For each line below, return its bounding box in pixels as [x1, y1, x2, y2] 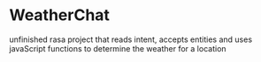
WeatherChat [9, 5, 111, 25]
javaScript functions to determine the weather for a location [9, 43, 227, 53]
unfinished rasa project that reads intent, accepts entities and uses [9, 34, 253, 45]
